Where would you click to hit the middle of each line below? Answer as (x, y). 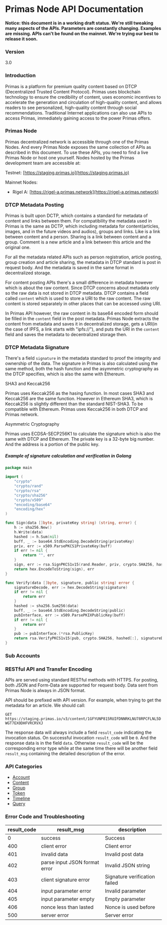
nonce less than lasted (67, 907)
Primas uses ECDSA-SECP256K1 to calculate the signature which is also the (83, 434)
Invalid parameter (125, 891)
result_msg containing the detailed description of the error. (65, 754)
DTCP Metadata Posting (35, 205)
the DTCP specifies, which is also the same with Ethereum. (65, 374)
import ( (14, 477)
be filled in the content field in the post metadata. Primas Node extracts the (82, 319)
